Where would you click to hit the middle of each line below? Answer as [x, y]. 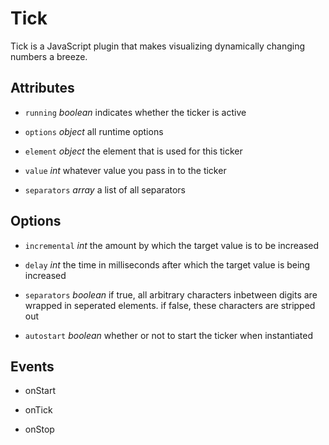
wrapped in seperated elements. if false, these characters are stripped [170, 305]
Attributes [42, 88]
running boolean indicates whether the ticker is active [135, 112]
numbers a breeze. [49, 56]
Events [32, 366]
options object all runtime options [94, 131]
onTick [38, 410]
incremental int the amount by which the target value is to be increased [172, 245]
